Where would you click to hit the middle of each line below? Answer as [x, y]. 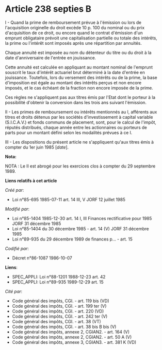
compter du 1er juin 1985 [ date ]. [37, 147]
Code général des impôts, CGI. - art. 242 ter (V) [60, 316]
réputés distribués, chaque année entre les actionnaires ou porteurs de [76, 127]
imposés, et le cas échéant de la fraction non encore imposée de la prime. [79, 88]
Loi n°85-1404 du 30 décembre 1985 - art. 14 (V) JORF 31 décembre [81, 229]
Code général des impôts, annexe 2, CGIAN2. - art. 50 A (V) [72, 337]
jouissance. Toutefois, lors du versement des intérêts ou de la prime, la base [81, 77]
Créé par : [15, 190]
